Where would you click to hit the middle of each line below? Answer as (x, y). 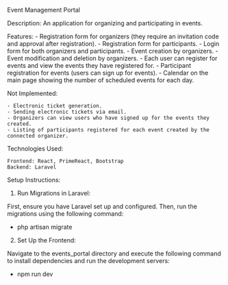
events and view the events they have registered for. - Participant (99, 65)
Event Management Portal (44, 10)
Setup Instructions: (34, 180)
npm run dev (35, 274)
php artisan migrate (45, 227)
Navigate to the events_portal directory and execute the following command (114, 253)
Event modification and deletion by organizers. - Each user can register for (112, 58)
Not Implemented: (33, 93)
